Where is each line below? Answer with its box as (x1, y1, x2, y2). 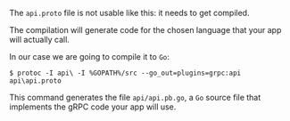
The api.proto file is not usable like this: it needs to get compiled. (9, 8, 250, 18)
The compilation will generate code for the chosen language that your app (9, 25, 282, 35)
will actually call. (9, 35, 70, 44)
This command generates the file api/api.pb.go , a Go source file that (9, 93, 261, 102)
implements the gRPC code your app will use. (9, 101, 177, 112)
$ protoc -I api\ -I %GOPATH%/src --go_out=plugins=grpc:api (9, 69, 242, 77)
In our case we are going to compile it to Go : (9, 52, 170, 61)
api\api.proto (9, 77, 62, 85)
